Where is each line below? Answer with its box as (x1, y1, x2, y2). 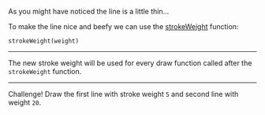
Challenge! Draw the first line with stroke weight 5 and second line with (8, 90, 239, 98)
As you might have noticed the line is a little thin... (8, 7, 170, 16)
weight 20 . (8, 98, 42, 107)
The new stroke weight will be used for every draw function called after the (8, 58, 252, 68)
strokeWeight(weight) (8, 37, 80, 45)
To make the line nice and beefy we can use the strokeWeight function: (8, 22, 239, 31)
